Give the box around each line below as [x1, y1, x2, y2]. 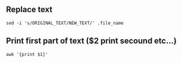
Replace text [6, 5, 52, 15]
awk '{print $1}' [6, 51, 48, 57]
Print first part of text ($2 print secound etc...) [6, 36, 177, 46]
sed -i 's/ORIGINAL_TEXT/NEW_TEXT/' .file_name [6, 20, 124, 26]
